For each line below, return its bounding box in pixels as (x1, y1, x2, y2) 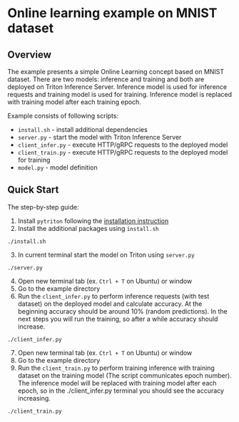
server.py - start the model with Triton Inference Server (17, 133, 182, 141)
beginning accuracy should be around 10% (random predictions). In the (17, 307, 228, 315)
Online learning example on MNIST (7, 5, 218, 21)
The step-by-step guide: (7, 202, 80, 211)
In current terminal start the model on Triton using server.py (17, 250, 195, 259)
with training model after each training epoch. (7, 98, 141, 106)
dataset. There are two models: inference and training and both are (7, 75, 205, 83)
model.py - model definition (17, 163, 98, 172)
